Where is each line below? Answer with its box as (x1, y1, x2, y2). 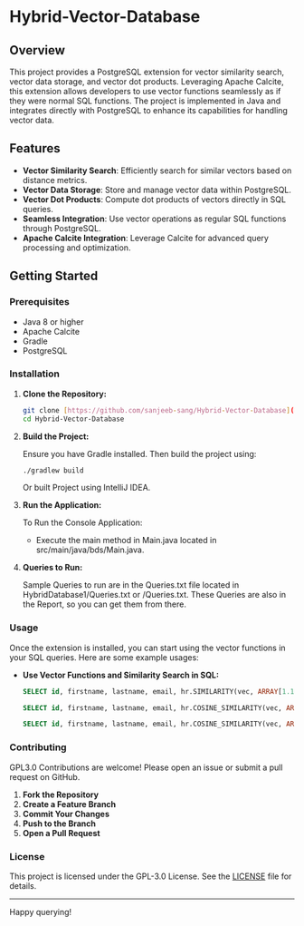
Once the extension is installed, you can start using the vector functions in (9, 642, 287, 653)
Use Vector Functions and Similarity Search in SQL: (22, 669, 220, 680)
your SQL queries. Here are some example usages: (9, 651, 199, 663)
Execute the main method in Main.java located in (35, 535, 217, 546)
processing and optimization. (22, 242, 131, 253)
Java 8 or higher (22, 316, 84, 327)
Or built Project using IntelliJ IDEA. (22, 482, 151, 493)
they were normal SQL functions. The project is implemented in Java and (9, 95, 281, 106)
